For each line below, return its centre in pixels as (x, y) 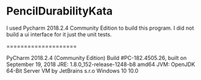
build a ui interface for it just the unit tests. (59, 34)
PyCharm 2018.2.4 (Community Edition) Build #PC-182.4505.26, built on (97, 58)
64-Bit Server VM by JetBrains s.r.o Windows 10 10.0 (72, 70)
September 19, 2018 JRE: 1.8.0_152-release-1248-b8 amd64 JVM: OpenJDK (101, 64)
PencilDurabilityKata (60, 11)
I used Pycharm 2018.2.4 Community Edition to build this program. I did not (100, 28)
